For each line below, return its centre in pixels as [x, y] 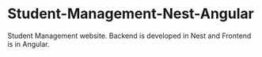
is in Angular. [28, 44]
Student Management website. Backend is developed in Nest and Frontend [129, 36]
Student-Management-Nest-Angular [131, 14]
